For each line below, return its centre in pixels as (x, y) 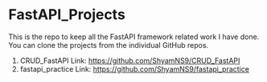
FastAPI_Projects (67, 15)
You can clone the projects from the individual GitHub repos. (109, 45)
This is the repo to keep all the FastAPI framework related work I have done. (134, 37)
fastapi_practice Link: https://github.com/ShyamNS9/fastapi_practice (134, 68)
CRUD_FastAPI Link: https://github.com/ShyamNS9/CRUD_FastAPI (130, 61)
